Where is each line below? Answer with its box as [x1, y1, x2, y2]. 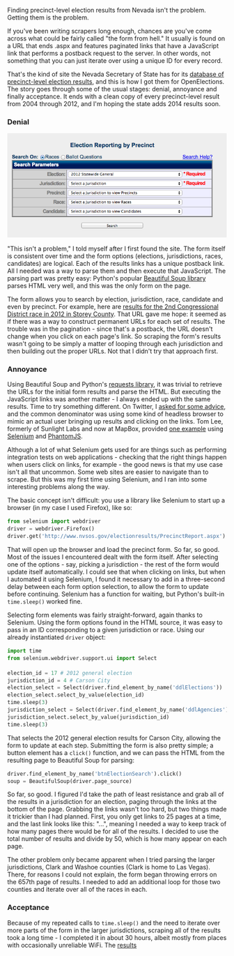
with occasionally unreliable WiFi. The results [7, 941, 137, 949]
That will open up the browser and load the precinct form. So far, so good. [7, 546, 220, 554]
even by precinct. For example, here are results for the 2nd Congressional [7, 303, 219, 311]
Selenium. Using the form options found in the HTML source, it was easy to [7, 618, 223, 627]
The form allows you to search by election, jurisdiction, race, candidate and [7, 295, 224, 304]
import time [7, 648, 42, 655]
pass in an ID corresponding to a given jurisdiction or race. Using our [7, 626, 205, 634]
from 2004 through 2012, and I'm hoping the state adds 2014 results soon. [7, 100, 221, 107]
